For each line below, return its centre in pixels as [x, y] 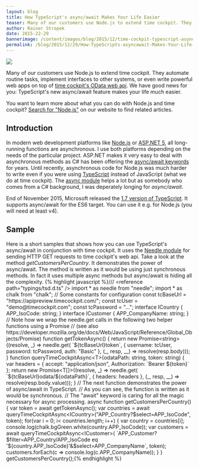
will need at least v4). [32, 211]
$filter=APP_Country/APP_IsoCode [48, 439]
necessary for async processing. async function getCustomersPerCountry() [99, 401]
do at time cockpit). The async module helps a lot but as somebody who [94, 180]
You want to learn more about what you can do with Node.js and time [91, 103]
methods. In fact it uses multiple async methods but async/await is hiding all [99, 275]
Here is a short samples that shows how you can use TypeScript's [87, 244]
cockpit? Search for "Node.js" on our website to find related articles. [89, 109]
